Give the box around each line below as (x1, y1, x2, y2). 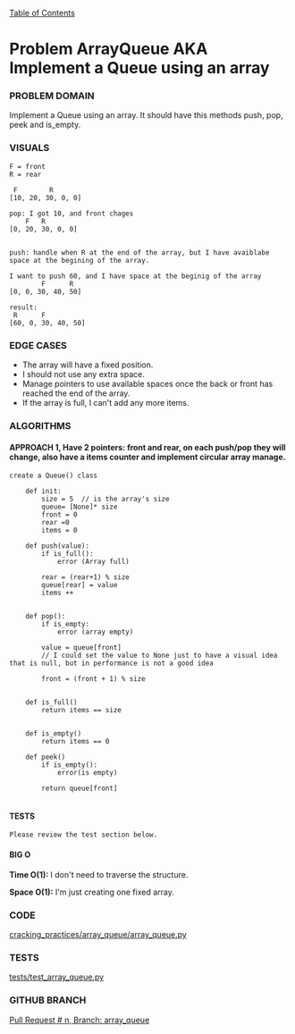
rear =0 (41, 518, 70, 527)
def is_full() (25, 698, 78, 707)
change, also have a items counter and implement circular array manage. (9, 451, 286, 462)
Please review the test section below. (9, 830, 158, 839)
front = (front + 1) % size (41, 675, 146, 684)
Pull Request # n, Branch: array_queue (9, 1014, 150, 1025)
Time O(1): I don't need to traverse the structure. (9, 869, 189, 879)
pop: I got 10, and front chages (9, 209, 134, 218)
